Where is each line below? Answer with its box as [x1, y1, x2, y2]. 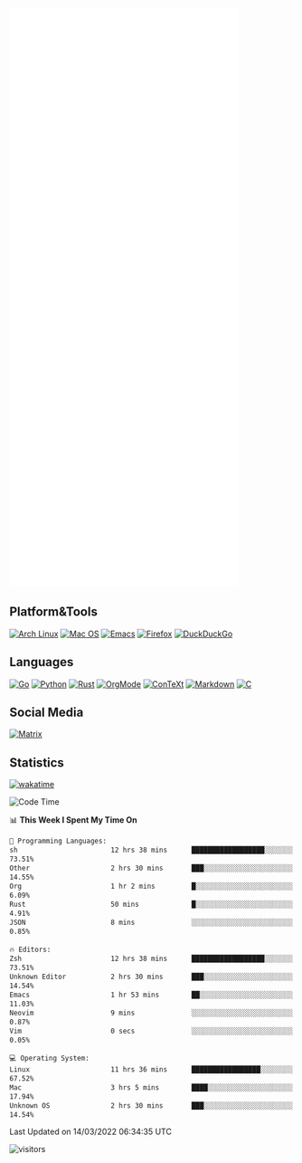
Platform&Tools [9, 605, 98, 620]
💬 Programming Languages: [9, 836, 107, 846]
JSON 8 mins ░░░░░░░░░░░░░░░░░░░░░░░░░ [9, 918, 294, 928]
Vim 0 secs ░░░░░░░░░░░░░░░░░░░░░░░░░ [9, 1026, 294, 1036]
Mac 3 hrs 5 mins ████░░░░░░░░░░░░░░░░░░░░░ [9, 1083, 294, 1092]
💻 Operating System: [9, 1053, 90, 1063]
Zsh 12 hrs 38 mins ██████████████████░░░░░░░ [9, 954, 294, 964]
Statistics [9, 755, 65, 770]
